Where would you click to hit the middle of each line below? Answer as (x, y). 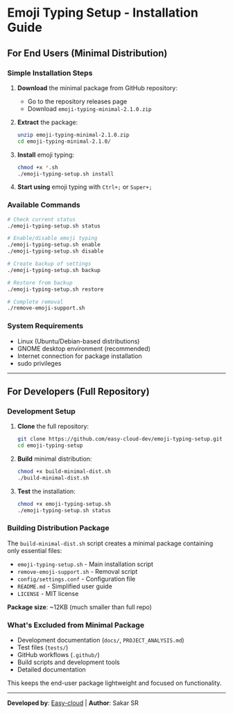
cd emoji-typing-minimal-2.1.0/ (64, 141)
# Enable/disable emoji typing (52, 238)
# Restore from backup (40, 282)
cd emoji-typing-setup (50, 445)
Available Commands (44, 205)
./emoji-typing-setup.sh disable (55, 251)
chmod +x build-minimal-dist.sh (64, 472)
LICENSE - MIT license (48, 593)
